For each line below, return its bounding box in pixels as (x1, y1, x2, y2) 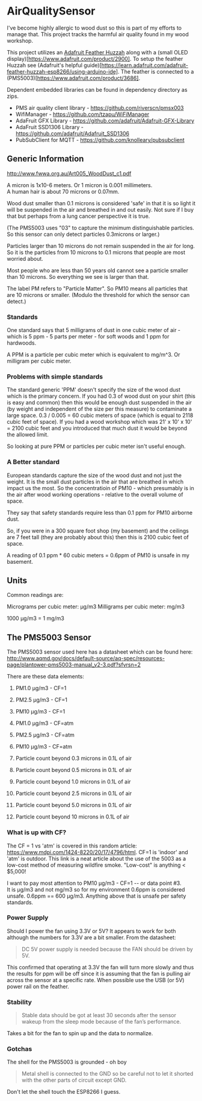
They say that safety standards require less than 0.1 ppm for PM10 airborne (7, 509, 193, 516)
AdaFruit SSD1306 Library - (15, 123, 84, 130)
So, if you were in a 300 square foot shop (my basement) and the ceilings (7, 527, 189, 534)
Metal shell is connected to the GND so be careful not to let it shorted (21, 1070, 194, 1077)
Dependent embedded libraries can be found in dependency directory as (7, 86, 188, 93)
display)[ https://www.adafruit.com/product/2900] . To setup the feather (7, 55, 183, 62)
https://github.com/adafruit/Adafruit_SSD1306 (15, 130, 130, 137)
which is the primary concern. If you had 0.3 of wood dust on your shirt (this (7, 392, 196, 400)
